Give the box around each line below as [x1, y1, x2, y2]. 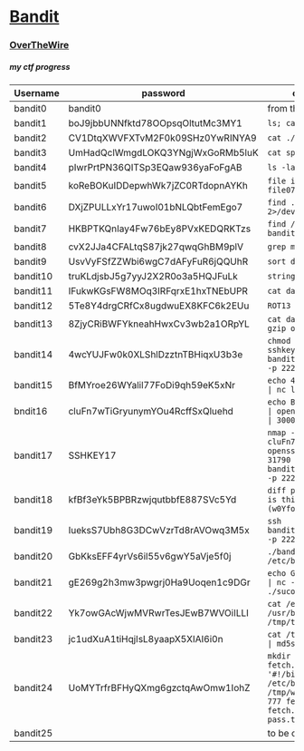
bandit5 [14, 180, 47, 192]
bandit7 [14, 222, 47, 235]
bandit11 [14, 285, 53, 297]
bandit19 [14, 524, 53, 537]
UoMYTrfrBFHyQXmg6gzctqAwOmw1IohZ [68, 682, 251, 695]
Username [14, 87, 61, 100]
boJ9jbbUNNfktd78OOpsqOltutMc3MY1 [68, 117, 242, 130]
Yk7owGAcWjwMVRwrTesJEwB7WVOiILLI [68, 607, 249, 619]
